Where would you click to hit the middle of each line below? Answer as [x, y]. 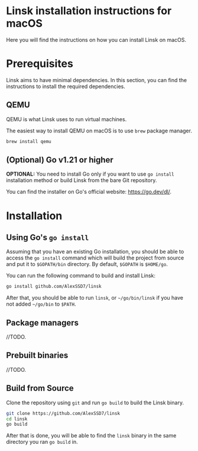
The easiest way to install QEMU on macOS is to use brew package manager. [99, 131]
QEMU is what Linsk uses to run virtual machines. [66, 119]
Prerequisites [40, 64]
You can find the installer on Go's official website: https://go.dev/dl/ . [89, 192]
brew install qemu [29, 141]
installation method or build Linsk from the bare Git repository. [82, 180]
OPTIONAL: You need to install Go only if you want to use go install [90, 174]
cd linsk [17, 419]
